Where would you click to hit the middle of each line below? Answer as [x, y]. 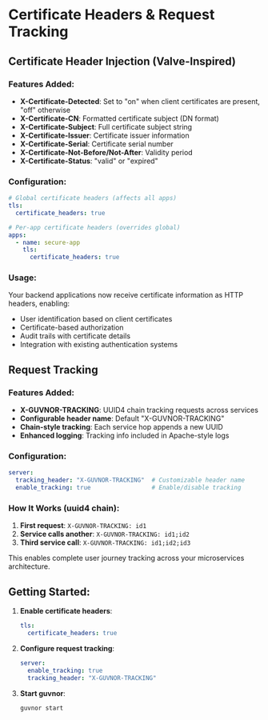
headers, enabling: [39, 304]
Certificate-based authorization [72, 328]
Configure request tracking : [67, 648]
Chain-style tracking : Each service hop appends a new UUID [122, 427]
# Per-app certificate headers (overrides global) [94, 227]
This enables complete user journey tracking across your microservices [126, 558]
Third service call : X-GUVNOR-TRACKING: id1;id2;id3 [105, 542]
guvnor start [42, 708]
